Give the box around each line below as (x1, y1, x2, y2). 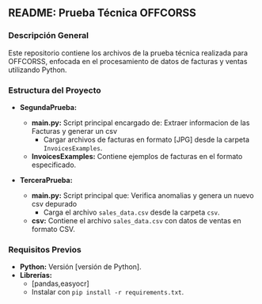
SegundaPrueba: (19, 102, 78, 112)
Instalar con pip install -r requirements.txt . (31, 287, 184, 297)
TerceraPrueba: (19, 175, 73, 184)
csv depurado (31, 199, 78, 208)
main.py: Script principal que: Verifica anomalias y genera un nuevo (31, 190, 255, 200)
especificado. (31, 160, 77, 169)
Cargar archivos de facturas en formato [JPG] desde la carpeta (43, 135, 250, 144)
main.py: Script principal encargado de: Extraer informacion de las (31, 118, 250, 127)
